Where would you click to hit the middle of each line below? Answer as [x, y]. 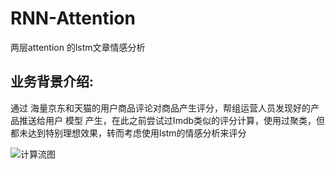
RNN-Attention [73, 18]
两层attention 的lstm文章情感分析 [78, 47]
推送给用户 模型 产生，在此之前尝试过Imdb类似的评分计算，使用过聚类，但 [172, 120]
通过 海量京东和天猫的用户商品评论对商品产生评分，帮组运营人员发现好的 [160, 108]
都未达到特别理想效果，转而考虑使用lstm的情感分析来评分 [128, 133]
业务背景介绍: [52, 82]
